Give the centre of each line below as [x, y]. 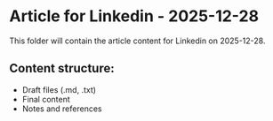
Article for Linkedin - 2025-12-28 [134, 16]
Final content [46, 99]
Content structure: [62, 68]
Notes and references [62, 109]
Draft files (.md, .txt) [59, 89]
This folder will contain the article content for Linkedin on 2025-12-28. [137, 41]
